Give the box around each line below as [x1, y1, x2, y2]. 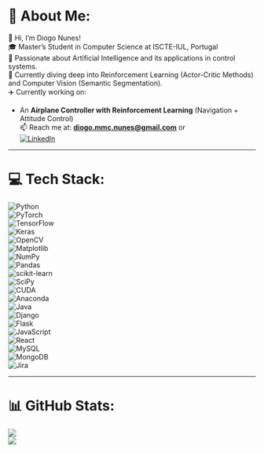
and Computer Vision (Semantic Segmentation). [8, 78, 163, 87]
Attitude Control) [19, 113, 74, 123]
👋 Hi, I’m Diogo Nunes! [8, 33, 81, 42]
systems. [8, 61, 38, 71]
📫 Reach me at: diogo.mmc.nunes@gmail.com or [19, 122, 186, 132]
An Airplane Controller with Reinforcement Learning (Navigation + [19, 105, 239, 115]
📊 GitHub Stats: [8, 397, 115, 415]
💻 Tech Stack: [8, 171, 105, 188]
